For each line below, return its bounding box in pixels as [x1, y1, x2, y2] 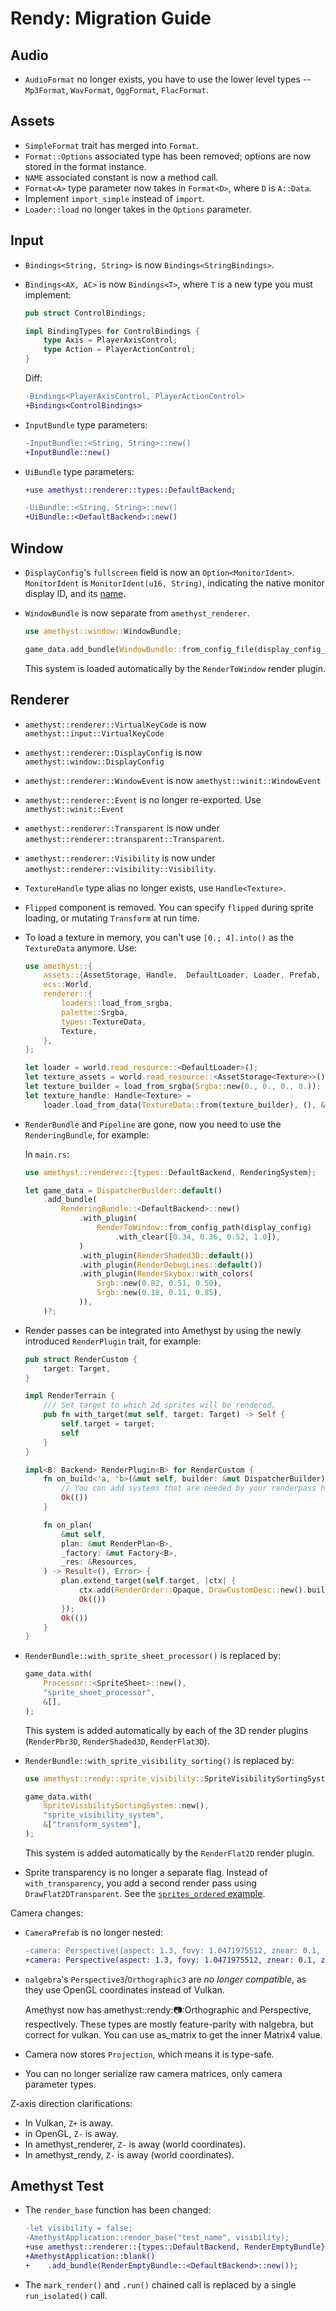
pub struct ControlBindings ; [24, 308, 147, 318]
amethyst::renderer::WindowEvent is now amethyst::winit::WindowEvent [24, 774, 322, 786]
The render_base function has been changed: [24, 2204, 212, 2216]
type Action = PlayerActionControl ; [43, 345, 196, 355]
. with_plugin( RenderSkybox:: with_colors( [78, 1269, 254, 1279]
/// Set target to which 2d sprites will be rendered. [43, 1400, 277, 1411]
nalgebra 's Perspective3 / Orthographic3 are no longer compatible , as [24, 1973, 307, 1985]
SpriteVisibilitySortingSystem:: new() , [43, 1801, 210, 1811]
